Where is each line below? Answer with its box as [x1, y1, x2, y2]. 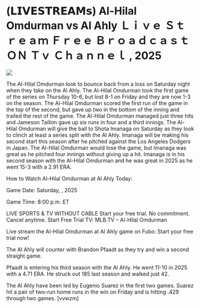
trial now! [6, 234, 29, 241]
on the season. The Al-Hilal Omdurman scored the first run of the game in [6, 99, 188, 106]
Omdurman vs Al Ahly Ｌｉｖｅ [6, 19, 162, 32]
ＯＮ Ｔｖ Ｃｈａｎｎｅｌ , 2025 [6, 49, 162, 62]
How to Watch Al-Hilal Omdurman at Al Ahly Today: [6, 175, 133, 182]
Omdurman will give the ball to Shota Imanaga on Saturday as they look [18, 125, 195, 132]
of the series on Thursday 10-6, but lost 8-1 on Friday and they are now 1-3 [6, 93, 191, 100]
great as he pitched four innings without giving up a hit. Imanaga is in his [6, 150, 185, 157]
